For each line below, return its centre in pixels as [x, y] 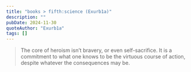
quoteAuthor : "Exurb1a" [35, 28]
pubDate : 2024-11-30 [32, 22]
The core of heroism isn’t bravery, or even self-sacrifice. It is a [96, 50]
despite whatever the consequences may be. [75, 63]
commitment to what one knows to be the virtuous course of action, [103, 57]
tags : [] [17, 34]
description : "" [26, 17]
